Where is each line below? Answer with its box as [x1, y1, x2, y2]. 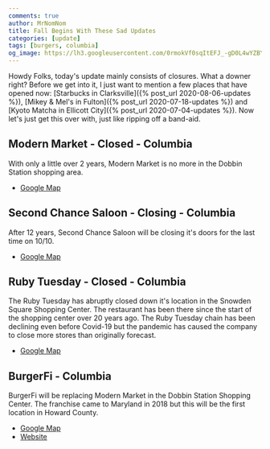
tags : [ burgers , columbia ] [8, 42, 99, 50]
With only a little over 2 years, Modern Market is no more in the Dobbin [8, 159, 243, 168]
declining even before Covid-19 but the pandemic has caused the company [8, 322, 258, 332]
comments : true [8, 11, 59, 20]
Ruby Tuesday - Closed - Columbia [8, 275, 186, 289]
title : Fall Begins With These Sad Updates [8, 27, 157, 35]
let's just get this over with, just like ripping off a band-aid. [8, 114, 201, 123]
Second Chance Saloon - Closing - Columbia [8, 206, 235, 220]
